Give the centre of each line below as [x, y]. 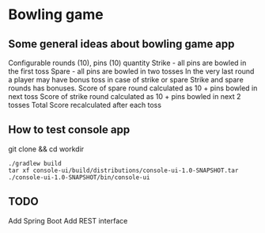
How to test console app [69, 130]
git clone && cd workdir [46, 149]
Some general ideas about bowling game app [121, 44]
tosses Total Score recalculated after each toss [85, 105]
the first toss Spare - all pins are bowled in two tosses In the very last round [131, 71]
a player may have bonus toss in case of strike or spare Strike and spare [126, 80]
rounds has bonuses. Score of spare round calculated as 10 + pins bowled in [133, 88]
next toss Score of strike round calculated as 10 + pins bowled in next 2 [125, 96]
